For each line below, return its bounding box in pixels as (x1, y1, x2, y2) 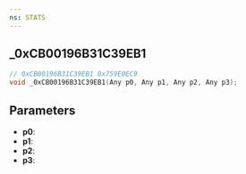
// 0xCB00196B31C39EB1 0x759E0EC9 (9, 70, 139, 79)
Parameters (9, 103, 76, 118)
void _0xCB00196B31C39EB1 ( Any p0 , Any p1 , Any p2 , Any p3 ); (9, 78, 239, 87)
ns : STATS (9, 12, 47, 22)
